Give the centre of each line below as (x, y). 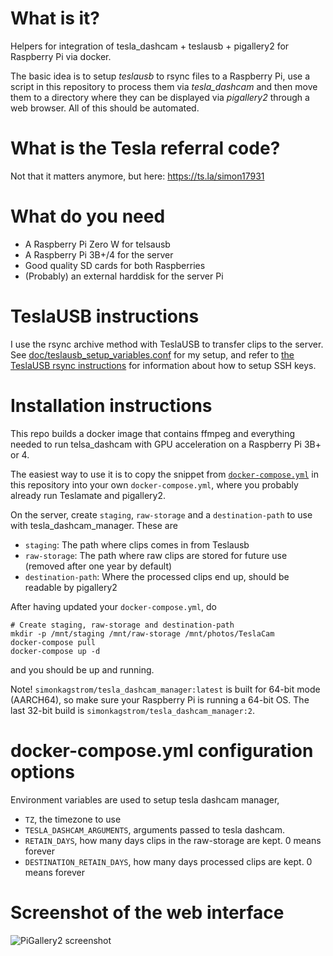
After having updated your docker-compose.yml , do (113, 606)
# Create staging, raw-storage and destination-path (122, 625)
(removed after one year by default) (98, 566)
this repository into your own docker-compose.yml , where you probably (154, 484)
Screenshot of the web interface (147, 912)
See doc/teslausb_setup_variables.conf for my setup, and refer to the (152, 354)
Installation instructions (111, 405)
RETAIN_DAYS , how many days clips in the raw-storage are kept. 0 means (173, 840)
